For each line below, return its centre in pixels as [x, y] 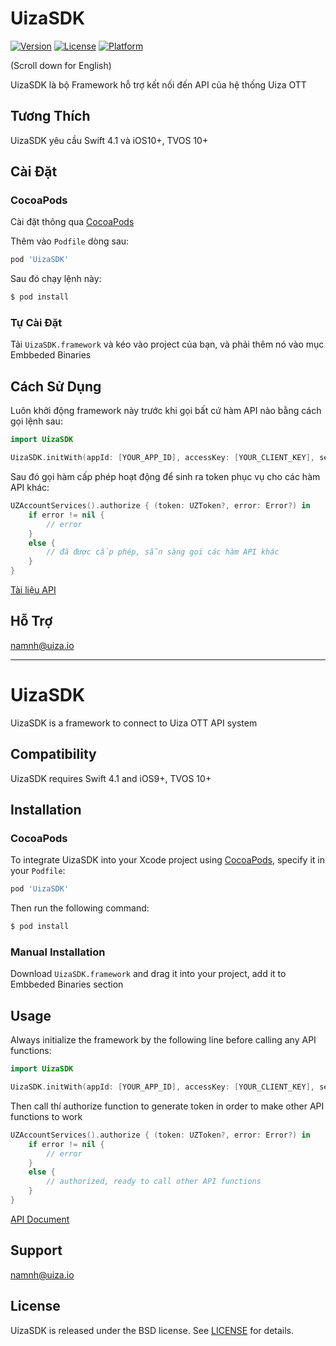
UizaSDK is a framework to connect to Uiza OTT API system [134, 723]
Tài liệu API [33, 590]
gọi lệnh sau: [36, 421]
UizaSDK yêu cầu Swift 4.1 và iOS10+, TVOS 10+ [109, 140]
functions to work [46, 1116]
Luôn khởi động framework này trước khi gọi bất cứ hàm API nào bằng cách [166, 411]
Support [36, 1250]
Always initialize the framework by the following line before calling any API [163, 1040]
